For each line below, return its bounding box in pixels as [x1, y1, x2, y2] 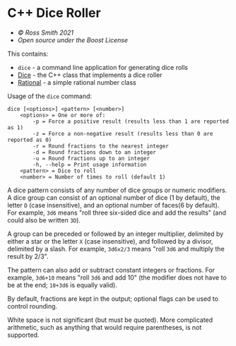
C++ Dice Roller [7, 5, 101, 21]
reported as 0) [7, 136, 52, 143]
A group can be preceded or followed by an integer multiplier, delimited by [7, 229, 224, 238]
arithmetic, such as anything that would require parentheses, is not [7, 323, 202, 331]
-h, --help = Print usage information [33, 161, 147, 168]
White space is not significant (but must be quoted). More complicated [7, 316, 213, 324]
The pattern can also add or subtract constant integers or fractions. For [7, 266, 216, 274]
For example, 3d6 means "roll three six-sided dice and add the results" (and [7, 208, 227, 217]
